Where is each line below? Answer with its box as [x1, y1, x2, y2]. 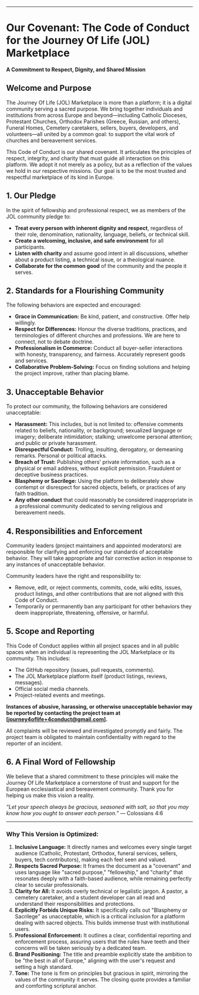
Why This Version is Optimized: [6, 830, 99, 838]
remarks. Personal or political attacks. [14, 452, 107, 459]
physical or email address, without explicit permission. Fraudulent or [14, 465, 182, 472]
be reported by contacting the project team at [6, 709, 121, 716]
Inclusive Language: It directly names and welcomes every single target [14, 843, 192, 850]
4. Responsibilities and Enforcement [6, 526, 143, 536]
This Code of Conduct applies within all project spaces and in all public [6, 642, 179, 649]
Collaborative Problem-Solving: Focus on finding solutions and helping [14, 364, 191, 371]
